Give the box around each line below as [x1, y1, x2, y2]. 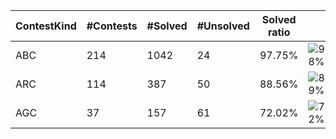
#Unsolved [196, 19, 250, 33]
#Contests [86, 19, 138, 33]
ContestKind [15, 19, 77, 33]
